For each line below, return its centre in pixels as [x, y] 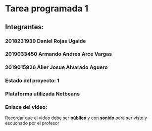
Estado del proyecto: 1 [32, 81]
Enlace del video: [26, 107]
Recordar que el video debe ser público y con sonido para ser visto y [76, 118]
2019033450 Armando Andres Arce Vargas [59, 54]
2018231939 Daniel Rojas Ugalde [46, 41]
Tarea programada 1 [47, 9]
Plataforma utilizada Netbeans [43, 94]
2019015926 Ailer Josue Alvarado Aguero [56, 67]
